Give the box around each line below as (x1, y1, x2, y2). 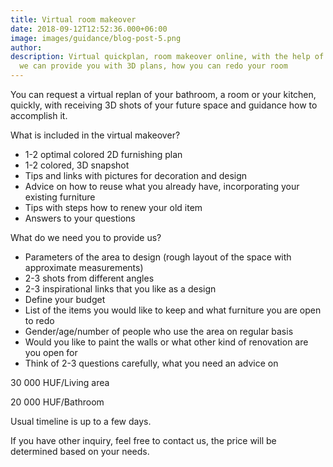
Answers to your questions (24, 212, 136, 224)
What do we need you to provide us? (10, 232, 162, 243)
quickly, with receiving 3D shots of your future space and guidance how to (10, 99, 318, 111)
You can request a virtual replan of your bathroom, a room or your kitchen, (10, 89, 317, 100)
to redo (24, 315, 55, 326)
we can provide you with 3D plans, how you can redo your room (19, 61, 288, 71)
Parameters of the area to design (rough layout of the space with (24, 251, 292, 263)
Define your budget (24, 294, 106, 305)
